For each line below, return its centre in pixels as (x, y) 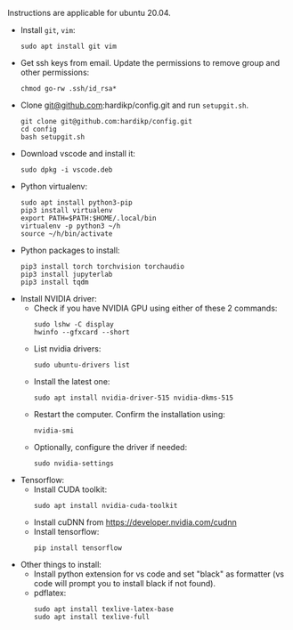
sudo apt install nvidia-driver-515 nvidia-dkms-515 (134, 398)
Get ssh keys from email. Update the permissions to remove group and (150, 63)
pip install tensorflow (78, 548)
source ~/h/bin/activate (66, 234)
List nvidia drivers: (67, 349)
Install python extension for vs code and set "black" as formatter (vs (159, 574)
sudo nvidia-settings (73, 464)
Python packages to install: (70, 250)
